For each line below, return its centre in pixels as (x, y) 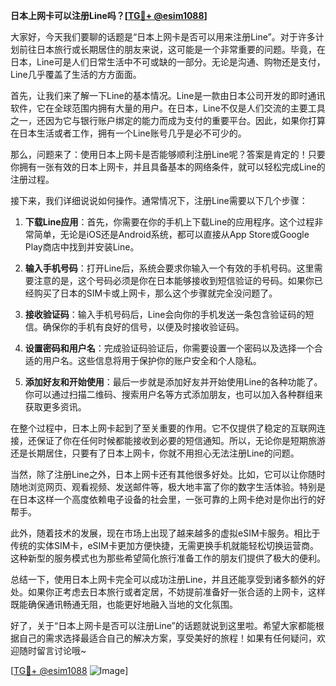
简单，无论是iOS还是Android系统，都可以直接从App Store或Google (171, 234)
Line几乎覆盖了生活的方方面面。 (76, 74)
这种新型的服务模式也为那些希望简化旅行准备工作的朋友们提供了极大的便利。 (168, 558)
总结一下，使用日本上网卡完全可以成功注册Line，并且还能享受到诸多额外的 (163, 579)
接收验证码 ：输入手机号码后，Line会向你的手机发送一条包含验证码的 (165, 314)
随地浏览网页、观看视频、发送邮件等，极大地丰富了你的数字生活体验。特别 (163, 487)
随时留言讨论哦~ (52, 650)
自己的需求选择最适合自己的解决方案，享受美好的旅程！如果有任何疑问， (167, 638)
